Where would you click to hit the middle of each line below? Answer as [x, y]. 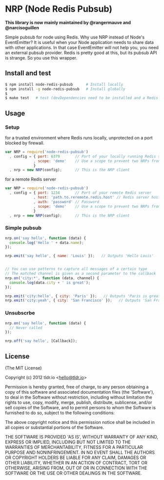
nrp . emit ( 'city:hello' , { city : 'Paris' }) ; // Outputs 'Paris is [76, 296]
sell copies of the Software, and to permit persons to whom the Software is [81, 407]
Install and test [28, 73]
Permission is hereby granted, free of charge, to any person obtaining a [77, 387]
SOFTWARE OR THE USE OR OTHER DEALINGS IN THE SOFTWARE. [73, 473]
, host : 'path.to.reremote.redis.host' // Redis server [92, 198]
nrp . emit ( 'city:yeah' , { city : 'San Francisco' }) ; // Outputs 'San [78, 300]
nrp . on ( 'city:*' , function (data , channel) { [52, 278]
